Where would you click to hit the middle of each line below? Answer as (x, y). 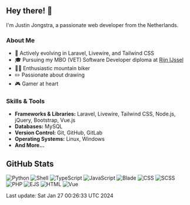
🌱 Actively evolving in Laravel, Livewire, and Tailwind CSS (84, 53)
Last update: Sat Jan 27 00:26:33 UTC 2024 (60, 196)
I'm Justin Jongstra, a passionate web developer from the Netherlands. (92, 25)
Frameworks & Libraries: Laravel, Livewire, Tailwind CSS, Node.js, (95, 114)
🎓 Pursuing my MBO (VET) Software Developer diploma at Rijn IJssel (99, 60)
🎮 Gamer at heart (36, 84)
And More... (30, 146)
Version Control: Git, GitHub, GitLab (59, 133)
